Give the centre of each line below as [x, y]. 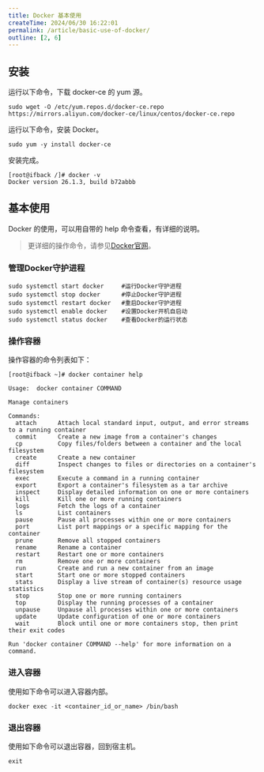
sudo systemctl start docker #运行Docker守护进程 [95, 286]
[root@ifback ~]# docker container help [76, 375]
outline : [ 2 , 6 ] [35, 38]
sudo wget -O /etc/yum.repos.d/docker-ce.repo [86, 107]
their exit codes [37, 631]
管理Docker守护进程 [47, 268]
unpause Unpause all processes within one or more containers [127, 610]
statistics [26, 589]
